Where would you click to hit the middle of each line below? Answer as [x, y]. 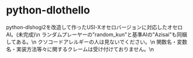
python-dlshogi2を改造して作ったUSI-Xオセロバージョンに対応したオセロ [94, 27]
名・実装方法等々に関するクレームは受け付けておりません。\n [80, 49]
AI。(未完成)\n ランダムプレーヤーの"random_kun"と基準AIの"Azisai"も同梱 [96, 34]
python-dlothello [48, 10]
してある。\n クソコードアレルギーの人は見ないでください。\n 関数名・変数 [97, 42]
